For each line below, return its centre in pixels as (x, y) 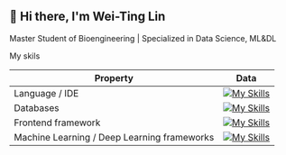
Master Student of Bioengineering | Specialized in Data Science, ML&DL (143, 38)
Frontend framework (57, 123)
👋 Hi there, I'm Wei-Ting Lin (88, 17)
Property (114, 77)
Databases (37, 107)
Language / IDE (46, 93)
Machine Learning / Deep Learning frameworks (114, 137)
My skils (25, 56)
